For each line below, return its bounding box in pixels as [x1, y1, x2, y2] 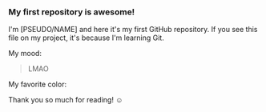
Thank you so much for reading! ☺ [8, 95, 123, 105]
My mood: [8, 49, 42, 58]
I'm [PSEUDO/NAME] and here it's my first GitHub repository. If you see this [8, 25, 258, 34]
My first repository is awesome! [8, 6, 135, 18]
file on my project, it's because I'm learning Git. [8, 33, 164, 42]
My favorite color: [8, 79, 66, 90]
